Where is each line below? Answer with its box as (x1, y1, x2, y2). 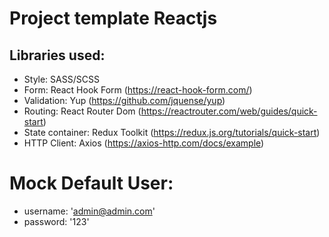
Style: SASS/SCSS (23, 73, 100, 85)
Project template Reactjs (9, 7, 218, 30)
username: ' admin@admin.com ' (23, 205, 156, 217)
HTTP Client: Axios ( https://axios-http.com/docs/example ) (23, 137, 265, 149)
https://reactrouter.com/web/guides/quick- (140, 105, 318, 117)
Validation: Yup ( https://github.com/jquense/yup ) (23, 95, 226, 106)
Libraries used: (9, 47, 106, 64)
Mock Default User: (9, 172, 174, 195)
